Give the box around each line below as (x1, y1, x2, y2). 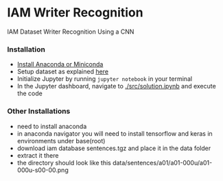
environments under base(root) (16, 136, 106, 145)
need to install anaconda (16, 122, 87, 130)
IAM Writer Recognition (7, 5, 143, 21)
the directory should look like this (16, 158, 111, 167)
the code (16, 89, 43, 97)
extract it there (16, 151, 59, 159)
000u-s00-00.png (16, 166, 69, 174)
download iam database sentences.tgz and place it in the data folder (16, 144, 211, 152)
